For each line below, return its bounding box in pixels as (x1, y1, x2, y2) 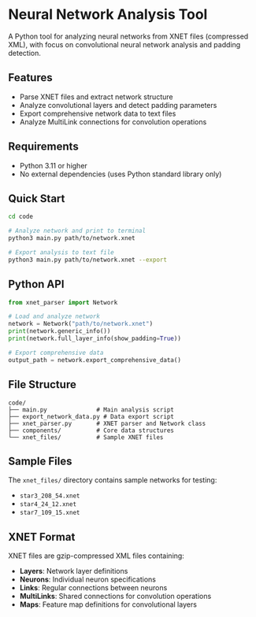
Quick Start (8, 191, 65, 205)
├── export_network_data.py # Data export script (8, 412, 175, 420)
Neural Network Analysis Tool (8, 6, 208, 24)
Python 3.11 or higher (19, 161, 88, 170)
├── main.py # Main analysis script (8, 405, 175, 414)
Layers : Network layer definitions (19, 567, 128, 576)
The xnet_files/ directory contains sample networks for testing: (8, 475, 217, 485)
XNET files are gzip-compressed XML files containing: (8, 551, 185, 560)
